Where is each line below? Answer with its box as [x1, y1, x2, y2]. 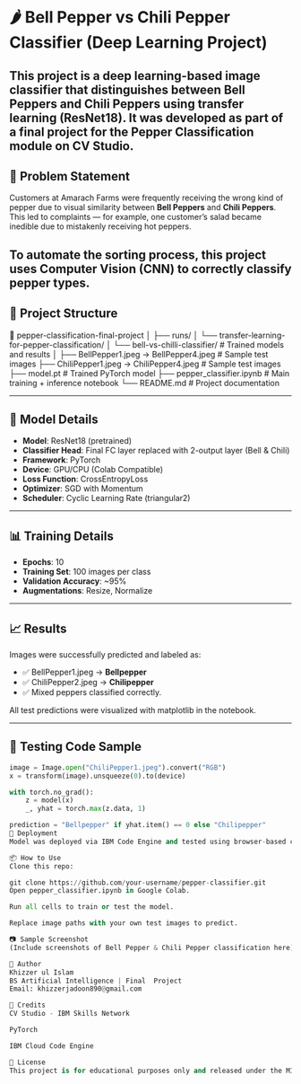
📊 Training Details [9, 528, 114, 543]
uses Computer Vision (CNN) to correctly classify [9, 261, 292, 277]
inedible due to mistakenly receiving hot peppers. [9, 221, 192, 232]
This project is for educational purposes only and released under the [9, 1066, 282, 1075]
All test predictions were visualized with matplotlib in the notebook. [9, 705, 257, 716]
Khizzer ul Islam [9, 967, 74, 977]
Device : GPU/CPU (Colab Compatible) [21, 464, 164, 475]
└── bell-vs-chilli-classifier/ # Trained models [113, 339, 285, 350]
